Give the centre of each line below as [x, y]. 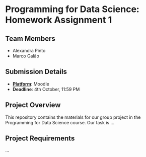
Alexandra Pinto [29, 51]
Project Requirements [40, 139]
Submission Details [36, 72]
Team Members [30, 38]
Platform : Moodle [31, 84]
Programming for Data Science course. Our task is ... [60, 122]
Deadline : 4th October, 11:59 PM [46, 89]
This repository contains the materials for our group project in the [73, 117]
